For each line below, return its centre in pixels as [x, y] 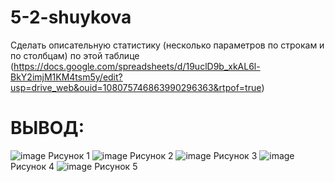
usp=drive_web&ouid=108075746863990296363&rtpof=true [136, 87]
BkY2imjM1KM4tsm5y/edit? [66, 77]
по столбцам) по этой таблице [75, 55]
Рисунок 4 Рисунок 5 [74, 166]
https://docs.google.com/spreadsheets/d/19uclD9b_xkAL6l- [137, 66]
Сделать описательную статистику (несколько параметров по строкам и [167, 45]
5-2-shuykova [71, 17]
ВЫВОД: [47, 128]
